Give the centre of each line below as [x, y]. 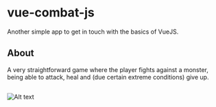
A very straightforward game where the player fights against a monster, [108, 69]
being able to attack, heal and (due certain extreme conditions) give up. [108, 77]
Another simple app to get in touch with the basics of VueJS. [93, 32]
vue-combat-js [51, 13]
